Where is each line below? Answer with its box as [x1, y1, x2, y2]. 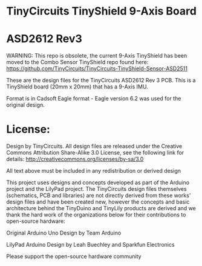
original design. [6, 101, 45, 108]
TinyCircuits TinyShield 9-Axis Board [6, 4, 197, 18]
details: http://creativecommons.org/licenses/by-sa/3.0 [6, 156, 144, 163]
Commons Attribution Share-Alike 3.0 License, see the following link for [6, 149, 184, 156]
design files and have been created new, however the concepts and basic [6, 198, 190, 205]
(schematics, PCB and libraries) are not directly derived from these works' [6, 192, 191, 199]
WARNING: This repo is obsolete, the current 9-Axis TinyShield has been [6, 52, 187, 59]
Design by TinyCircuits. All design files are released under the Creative [6, 142, 183, 150]
